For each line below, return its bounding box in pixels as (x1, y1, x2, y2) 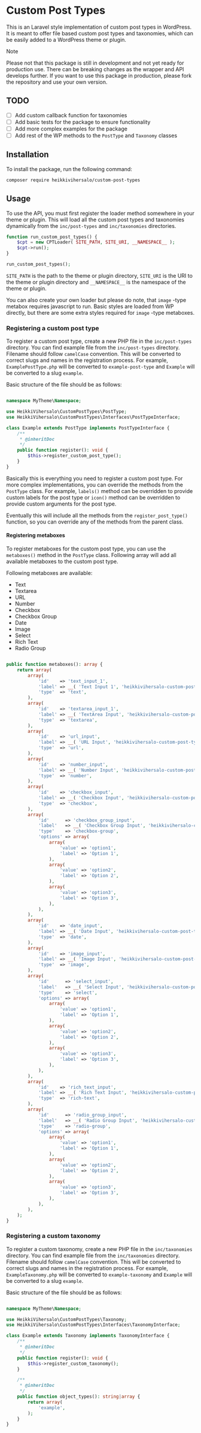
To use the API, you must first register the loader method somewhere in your (6, 209, 195, 217)
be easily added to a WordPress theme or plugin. (6, 36, 127, 43)
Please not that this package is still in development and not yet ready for (6, 59, 184, 66)
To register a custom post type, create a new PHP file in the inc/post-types (6, 337, 192, 345)
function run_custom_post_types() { (6, 234, 98, 240)
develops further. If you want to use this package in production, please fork (6, 72, 192, 79)
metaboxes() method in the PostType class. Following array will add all (6, 552, 176, 558)
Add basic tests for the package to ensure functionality (14, 118, 151, 126)
